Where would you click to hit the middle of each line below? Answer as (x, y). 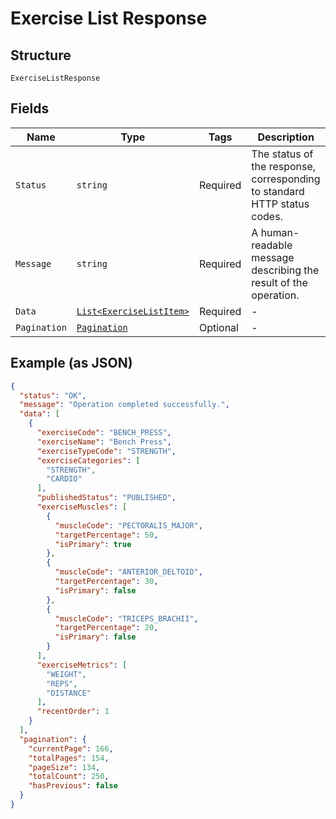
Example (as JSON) (71, 363)
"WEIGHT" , (66, 674)
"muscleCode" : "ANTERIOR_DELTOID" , (128, 572)
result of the (279, 282)
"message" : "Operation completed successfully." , (124, 405)
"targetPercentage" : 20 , (106, 628)
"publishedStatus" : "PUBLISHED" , (106, 498)
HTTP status (280, 204)
